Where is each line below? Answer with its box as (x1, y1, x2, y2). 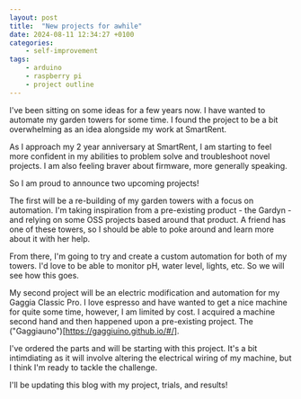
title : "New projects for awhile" (9, 22, 143, 31)
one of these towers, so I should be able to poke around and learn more (9, 224, 274, 235)
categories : (9, 38, 54, 48)
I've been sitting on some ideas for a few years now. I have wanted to (9, 104, 266, 115)
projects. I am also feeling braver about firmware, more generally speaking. (9, 160, 288, 171)
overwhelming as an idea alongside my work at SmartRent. (9, 123, 227, 135)
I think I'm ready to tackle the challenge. (9, 361, 158, 373)
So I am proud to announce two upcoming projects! (9, 177, 199, 189)
